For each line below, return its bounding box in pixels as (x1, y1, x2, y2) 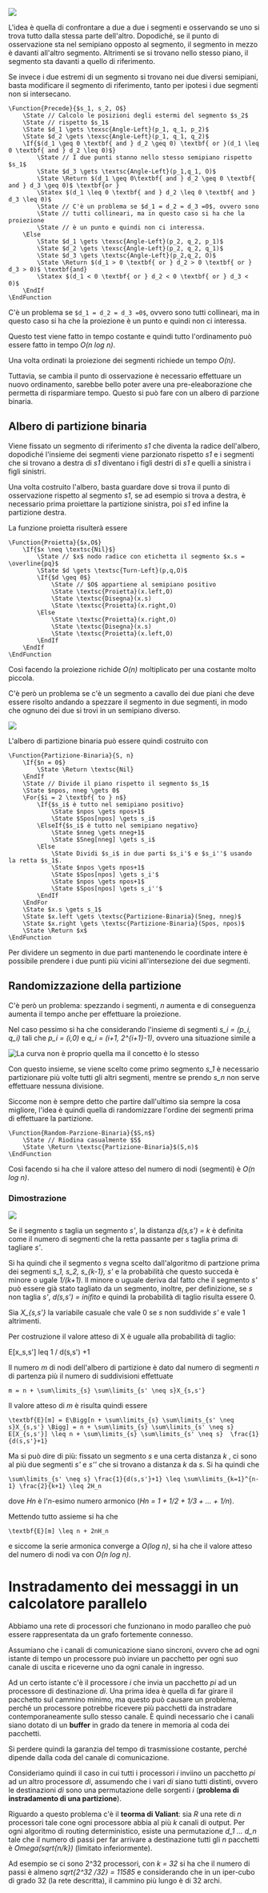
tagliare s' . (8, 1243, 43, 1252)
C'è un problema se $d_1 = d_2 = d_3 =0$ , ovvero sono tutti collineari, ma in (8, 308, 260, 317)
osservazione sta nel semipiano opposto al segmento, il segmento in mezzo (8, 40, 258, 49)
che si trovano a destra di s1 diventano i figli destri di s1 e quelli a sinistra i (8, 458, 251, 467)
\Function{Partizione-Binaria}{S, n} (8, 751, 134, 759)
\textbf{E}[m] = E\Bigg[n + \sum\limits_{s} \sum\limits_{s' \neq (8, 1416, 234, 1424)
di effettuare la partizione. (8, 1113, 94, 1123)
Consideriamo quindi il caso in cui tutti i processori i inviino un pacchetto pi (8, 1768, 256, 1778)
